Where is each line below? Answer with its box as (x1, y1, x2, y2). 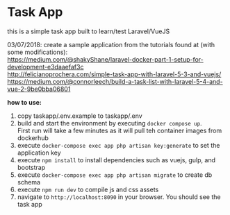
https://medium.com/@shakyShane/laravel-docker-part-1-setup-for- (7, 55, 204, 63)
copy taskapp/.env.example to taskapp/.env (17, 112, 142, 120)
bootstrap (17, 163, 46, 171)
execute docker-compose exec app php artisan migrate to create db (17, 171, 213, 179)
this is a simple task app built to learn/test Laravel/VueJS (7, 27, 170, 35)
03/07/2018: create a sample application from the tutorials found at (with (7, 40, 215, 49)
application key (17, 148, 61, 157)
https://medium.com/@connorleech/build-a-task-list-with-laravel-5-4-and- (7, 77, 224, 85)
